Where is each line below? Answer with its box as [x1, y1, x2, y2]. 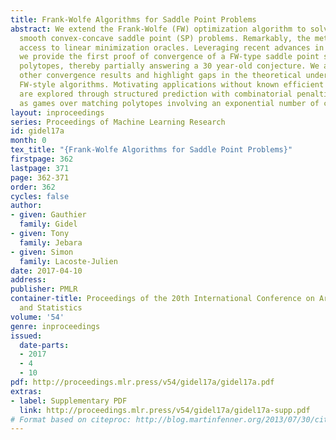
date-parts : [19, 340, 70, 350]
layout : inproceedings [10, 107, 105, 118]
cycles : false [10, 191, 70, 201]
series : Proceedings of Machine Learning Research [10, 117, 226, 127]
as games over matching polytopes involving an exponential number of [19, 98, 320, 108]
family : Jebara [19, 237, 83, 248]
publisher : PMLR [10, 284, 78, 295]
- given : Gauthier [10, 210, 87, 220]
